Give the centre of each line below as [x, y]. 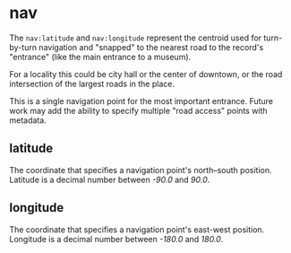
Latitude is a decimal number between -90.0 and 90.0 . [110, 179]
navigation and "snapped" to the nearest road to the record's [151, 47]
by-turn [23, 47]
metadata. [28, 120]
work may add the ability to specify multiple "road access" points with [138, 110]
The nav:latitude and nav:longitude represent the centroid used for [136, 38]
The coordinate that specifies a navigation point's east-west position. [137, 229]
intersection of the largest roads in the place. [92, 83]
